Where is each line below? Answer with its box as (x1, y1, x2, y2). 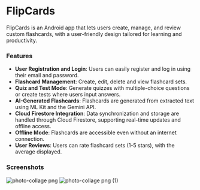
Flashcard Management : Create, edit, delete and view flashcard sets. (14, 78, 187, 85)
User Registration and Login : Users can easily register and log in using (14, 65, 191, 73)
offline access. (14, 123, 51, 130)
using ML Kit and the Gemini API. (14, 104, 96, 111)
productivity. (6, 37, 38, 44)
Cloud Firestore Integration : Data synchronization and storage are (14, 110, 180, 117)
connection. (14, 135, 45, 143)
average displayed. (14, 148, 62, 155)
